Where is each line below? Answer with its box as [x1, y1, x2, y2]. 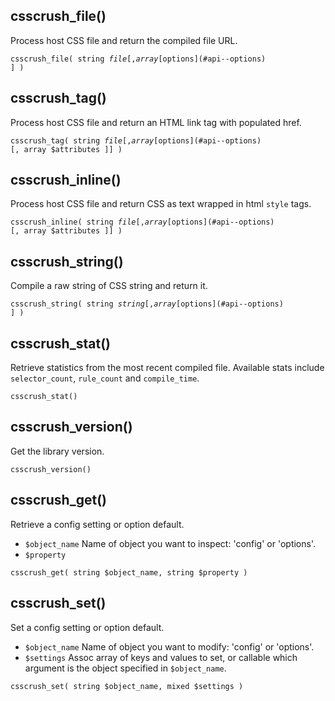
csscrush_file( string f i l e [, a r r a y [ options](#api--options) [10, 54, 267, 64]
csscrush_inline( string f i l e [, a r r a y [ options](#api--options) [10, 217, 275, 228]
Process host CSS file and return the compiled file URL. [10, 34, 238, 46]
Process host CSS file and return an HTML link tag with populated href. [10, 116, 302, 128]
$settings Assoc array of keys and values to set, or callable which [24, 651, 298, 663]
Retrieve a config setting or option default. [10, 518, 185, 530]
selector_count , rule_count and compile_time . [10, 372, 200, 384]
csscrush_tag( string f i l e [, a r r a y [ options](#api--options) [10, 135, 262, 146]
